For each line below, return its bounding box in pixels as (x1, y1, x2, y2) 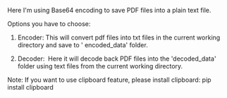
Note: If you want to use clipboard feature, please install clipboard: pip (7, 75, 211, 84)
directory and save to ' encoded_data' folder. (17, 41, 148, 49)
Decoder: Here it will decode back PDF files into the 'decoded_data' (17, 54, 216, 63)
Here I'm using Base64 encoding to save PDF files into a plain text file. (7, 6, 211, 14)
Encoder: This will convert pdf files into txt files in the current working (17, 33, 221, 42)
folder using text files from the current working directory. (17, 62, 183, 70)
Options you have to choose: (7, 20, 91, 27)
